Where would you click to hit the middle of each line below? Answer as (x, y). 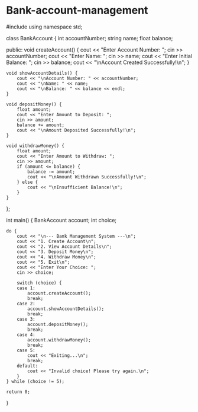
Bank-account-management (77, 10)
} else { (27, 182)
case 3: (26, 319)
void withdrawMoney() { (35, 146)
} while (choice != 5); (35, 381)
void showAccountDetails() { (42, 73)
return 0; (18, 392)
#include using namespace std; (44, 27)
